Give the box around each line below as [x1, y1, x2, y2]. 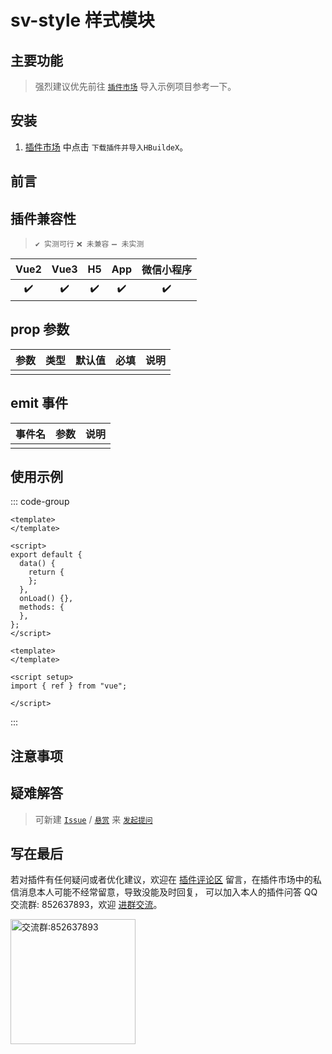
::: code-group [10, 496, 70, 508]
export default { [10, 550, 83, 560]
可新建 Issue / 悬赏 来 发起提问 [34, 813, 153, 825]
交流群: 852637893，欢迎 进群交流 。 [10, 899, 163, 911]
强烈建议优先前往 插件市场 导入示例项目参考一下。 [34, 81, 237, 92]
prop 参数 [10, 321, 70, 338]
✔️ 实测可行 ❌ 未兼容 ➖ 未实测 [34, 239, 145, 250]
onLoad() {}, [19, 594, 74, 604]
